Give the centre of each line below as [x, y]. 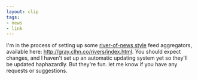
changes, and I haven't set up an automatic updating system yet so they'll [97, 58]
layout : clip [22, 12]
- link [14, 28]
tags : [13, 17]
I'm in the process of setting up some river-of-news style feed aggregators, [99, 45]
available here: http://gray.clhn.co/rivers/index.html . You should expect [94, 52]
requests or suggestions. [37, 71]
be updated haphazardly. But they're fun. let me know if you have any [92, 64]
